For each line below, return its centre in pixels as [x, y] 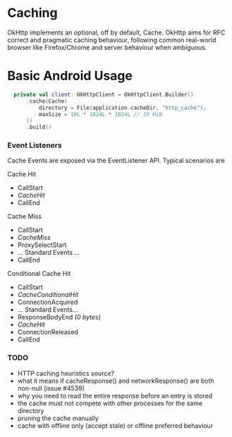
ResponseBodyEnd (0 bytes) [59, 317]
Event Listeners [35, 146]
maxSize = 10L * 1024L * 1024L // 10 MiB [100, 114]
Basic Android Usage [70, 76]
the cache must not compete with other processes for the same [110, 403]
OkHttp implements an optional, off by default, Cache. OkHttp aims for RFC [116, 32]
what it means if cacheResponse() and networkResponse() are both [116, 381]
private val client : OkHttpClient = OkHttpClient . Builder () [104, 94]
